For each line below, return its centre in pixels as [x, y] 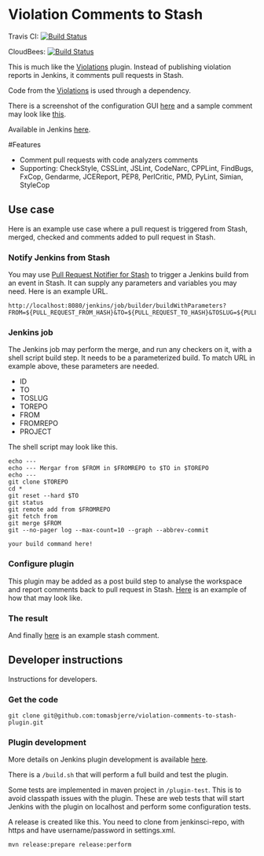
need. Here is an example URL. [58, 291]
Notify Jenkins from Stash [59, 258]
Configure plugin [41, 564]
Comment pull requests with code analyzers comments [109, 160]
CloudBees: [27, 51]
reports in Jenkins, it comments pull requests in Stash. [96, 75]
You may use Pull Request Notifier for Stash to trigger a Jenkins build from [128, 275]
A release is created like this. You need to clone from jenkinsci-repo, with [126, 822]
